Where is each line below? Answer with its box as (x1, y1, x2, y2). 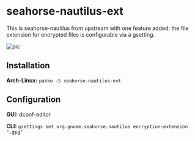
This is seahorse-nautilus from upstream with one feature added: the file (6, 24, 189, 32)
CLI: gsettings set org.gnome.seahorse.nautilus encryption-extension (6, 122, 188, 129)
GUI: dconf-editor (6, 110, 51, 118)
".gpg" (6, 129, 23, 135)
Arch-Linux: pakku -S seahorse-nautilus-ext (6, 76, 121, 84)
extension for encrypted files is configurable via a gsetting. (6, 31, 155, 38)
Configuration (6, 95, 61, 105)
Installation (6, 60, 50, 71)
